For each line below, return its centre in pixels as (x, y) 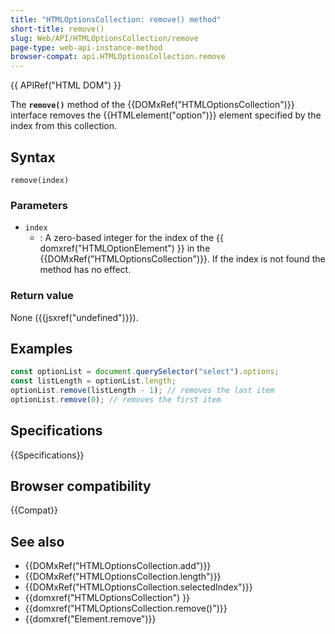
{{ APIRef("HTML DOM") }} (66, 85)
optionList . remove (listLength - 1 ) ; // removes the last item (142, 391)
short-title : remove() (57, 29)
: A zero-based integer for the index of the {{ (131, 238)
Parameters (39, 205)
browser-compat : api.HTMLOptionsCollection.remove (118, 57)
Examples (41, 348)
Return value (42, 296)
